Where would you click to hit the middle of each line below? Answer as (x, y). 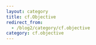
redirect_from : (25, 22)
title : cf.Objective (31, 17)
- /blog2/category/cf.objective (51, 28)
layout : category (27, 11)
